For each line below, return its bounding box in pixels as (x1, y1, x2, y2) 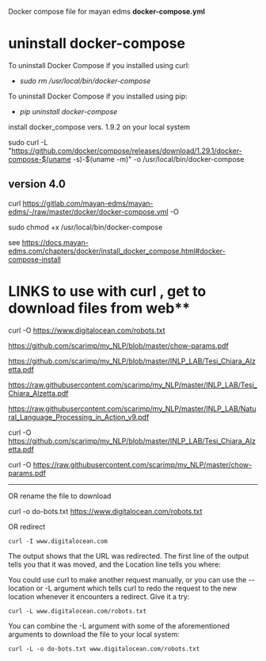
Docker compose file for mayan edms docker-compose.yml (8, 7, 206, 16)
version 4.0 (8, 178, 66, 191)
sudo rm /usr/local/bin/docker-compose (19, 75, 151, 86)
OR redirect (8, 521, 46, 531)
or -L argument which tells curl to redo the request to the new (36, 583, 237, 593)
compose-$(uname (8, 154, 71, 163)
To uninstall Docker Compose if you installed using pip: (8, 91, 188, 101)
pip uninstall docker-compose (19, 106, 118, 116)
